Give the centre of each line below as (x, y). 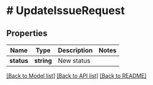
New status (74, 61)
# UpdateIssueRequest (66, 11)
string (43, 61)
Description (75, 50)
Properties (27, 33)
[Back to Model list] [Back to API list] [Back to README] (76, 76)
